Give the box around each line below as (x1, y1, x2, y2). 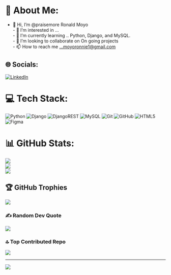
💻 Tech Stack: (5, 93, 68, 104)
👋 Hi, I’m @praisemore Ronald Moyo (12, 21, 88, 28)
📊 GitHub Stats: (5, 137, 75, 149)
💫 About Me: (5, 5, 59, 16)
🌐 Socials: (5, 60, 39, 69)
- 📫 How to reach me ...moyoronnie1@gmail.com (12, 43, 116, 50)
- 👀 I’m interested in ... (12, 27, 60, 33)
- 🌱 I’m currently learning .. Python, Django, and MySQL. (12, 32, 131, 38)
